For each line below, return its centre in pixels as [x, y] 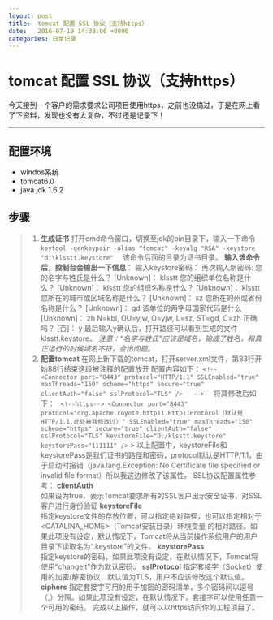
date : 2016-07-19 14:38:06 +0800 [69, 31]
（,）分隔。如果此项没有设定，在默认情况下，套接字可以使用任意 [148, 596]
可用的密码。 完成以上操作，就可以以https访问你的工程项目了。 [153, 607]
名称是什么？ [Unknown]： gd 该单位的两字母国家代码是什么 [141, 308]
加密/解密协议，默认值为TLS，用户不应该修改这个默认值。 [152, 576]
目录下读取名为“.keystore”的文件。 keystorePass [122, 546]
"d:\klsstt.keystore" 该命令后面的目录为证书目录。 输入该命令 [150, 257]
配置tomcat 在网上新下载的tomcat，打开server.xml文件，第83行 [148, 359]
